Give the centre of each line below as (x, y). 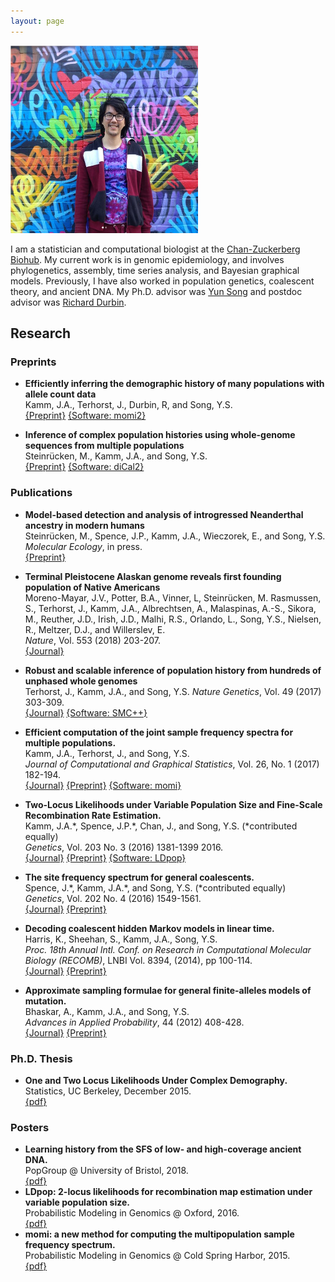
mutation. (45, 1001)
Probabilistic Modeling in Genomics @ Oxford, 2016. (132, 1213)
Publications (41, 493)
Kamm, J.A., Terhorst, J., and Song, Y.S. (107, 753)
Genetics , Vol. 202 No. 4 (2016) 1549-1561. (113, 898)
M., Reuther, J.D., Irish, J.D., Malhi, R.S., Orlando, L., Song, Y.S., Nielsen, (173, 619)
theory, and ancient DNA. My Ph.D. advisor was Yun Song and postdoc (156, 291)
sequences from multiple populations (104, 446)
